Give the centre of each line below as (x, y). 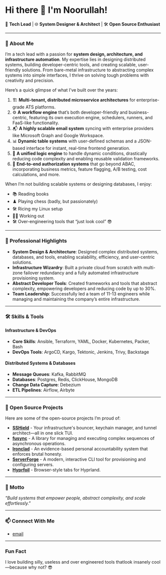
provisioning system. (33, 278)
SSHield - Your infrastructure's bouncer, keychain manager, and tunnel (84, 428)
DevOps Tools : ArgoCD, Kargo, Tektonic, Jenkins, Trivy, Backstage (81, 352)
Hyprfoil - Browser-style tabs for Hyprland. (56, 470)
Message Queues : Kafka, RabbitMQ (49, 374)
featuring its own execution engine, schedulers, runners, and (91, 118)
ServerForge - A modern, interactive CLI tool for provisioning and (79, 459)
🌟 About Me (20, 43)
